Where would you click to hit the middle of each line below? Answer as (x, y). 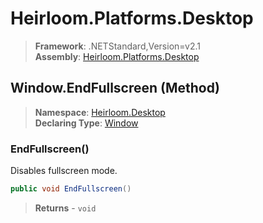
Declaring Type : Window (86, 123)
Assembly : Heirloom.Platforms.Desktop (117, 56)
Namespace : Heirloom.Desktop (100, 112)
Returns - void (65, 208)
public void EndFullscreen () (71, 189)
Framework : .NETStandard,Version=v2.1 (117, 46)
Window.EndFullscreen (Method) (115, 88)
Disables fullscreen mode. (64, 171)
